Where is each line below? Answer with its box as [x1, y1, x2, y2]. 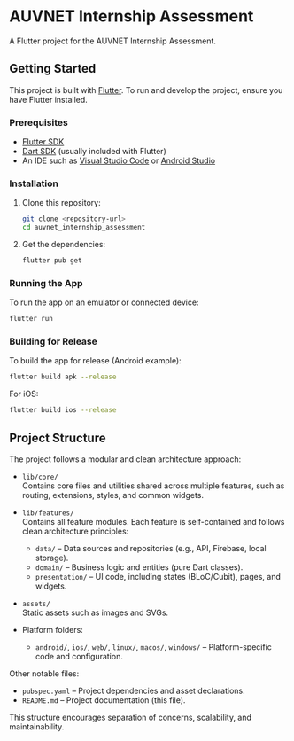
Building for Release [9, 335, 97, 347]
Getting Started [9, 61, 97, 76]
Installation [9, 177, 59, 190]
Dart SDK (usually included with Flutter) [21, 146, 166, 157]
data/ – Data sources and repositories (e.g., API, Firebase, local [35, 543, 267, 553]
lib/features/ [21, 509, 74, 518]
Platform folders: [21, 625, 84, 635]
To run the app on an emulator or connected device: [9, 297, 199, 308]
